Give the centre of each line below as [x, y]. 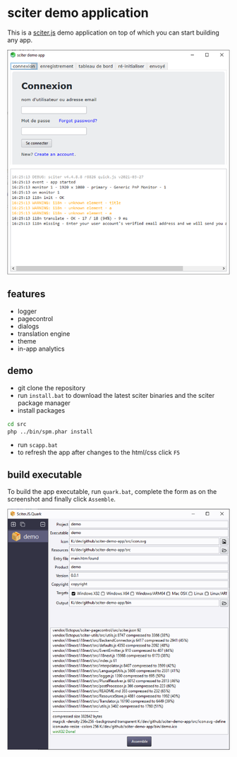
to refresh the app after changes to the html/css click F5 [99, 452]
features [26, 294]
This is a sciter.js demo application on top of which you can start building [114, 32]
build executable [45, 474]
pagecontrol [35, 318]
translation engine [44, 334]
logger [27, 311]
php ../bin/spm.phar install [50, 432]
